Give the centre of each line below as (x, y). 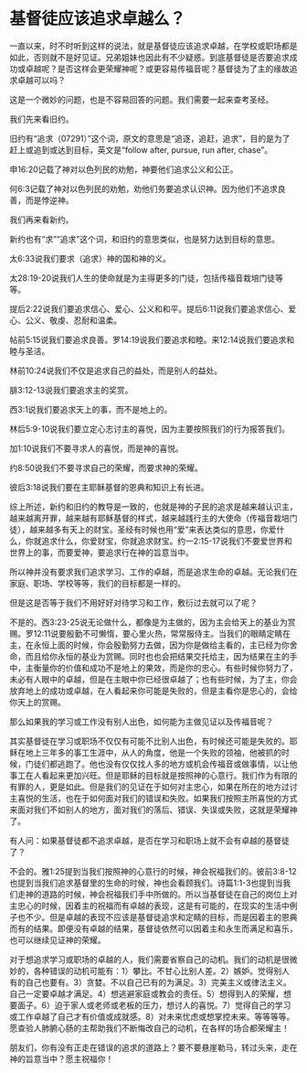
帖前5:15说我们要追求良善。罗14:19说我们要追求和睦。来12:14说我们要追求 (148, 339)
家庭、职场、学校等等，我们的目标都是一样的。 (97, 583)
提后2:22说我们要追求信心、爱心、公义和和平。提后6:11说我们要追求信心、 (149, 308)
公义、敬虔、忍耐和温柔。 (73, 320)
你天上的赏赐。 (37, 702)
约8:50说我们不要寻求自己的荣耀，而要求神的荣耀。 (106, 467)
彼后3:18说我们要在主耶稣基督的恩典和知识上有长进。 (110, 487)
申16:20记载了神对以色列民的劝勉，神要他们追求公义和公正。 (124, 169)
